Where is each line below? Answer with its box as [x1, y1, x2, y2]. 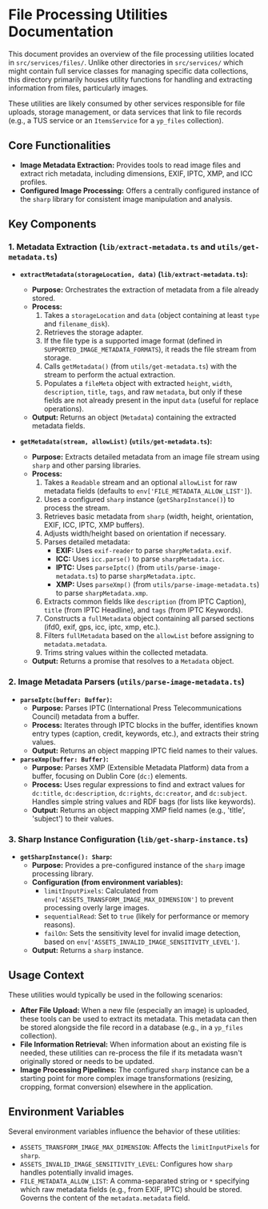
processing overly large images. [43, 903, 150, 913]
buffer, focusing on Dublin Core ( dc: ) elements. [31, 771, 188, 781]
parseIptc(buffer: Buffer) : [19, 694, 113, 704]
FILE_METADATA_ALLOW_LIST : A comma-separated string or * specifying [19, 1175, 250, 1186]
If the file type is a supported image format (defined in [43, 336, 222, 346]
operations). [43, 404, 84, 414]
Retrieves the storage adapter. [43, 327, 144, 337]
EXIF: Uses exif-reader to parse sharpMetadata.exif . [55, 546, 232, 556]
